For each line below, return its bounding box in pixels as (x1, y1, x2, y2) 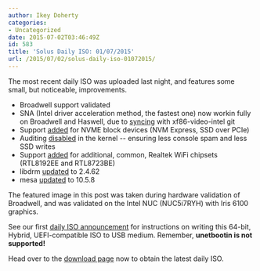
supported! (8, 238, 45, 248)
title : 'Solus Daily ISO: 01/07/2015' (8, 48, 135, 56)
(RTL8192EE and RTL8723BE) (19, 158, 116, 168)
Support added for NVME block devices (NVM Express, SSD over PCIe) (19, 125, 250, 134)
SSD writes (19, 142, 56, 151)
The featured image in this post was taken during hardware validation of (8, 190, 240, 200)
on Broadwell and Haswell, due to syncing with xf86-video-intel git (19, 117, 236, 126)
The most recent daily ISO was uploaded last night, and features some (8, 76, 235, 86)
